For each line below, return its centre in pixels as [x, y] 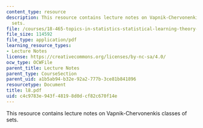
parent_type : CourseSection [42, 74]
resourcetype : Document [36, 85]
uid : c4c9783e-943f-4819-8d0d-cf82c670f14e [62, 96]
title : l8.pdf [24, 91]
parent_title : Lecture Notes [43, 68]
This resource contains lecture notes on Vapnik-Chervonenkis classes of [97, 113]
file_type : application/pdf [42, 40]
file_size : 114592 [29, 34]
